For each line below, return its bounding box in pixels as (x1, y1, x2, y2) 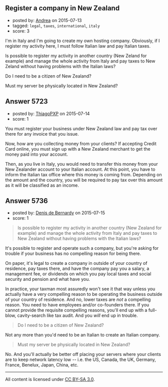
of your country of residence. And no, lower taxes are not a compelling (5, 296, 151, 302)
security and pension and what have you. (5, 276, 90, 282)
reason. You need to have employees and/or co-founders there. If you (5, 302, 149, 308)
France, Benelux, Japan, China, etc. (5, 362, 78, 368)
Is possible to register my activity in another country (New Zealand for (17, 225, 162, 231)
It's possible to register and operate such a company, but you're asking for (5, 245, 159, 251)
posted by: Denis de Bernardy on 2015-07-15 (12, 210, 105, 216)
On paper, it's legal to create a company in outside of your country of (5, 260, 147, 266)
